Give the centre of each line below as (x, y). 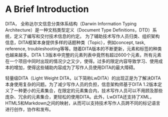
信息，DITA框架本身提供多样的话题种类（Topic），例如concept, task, (75, 42)
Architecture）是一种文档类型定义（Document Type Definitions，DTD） (79, 30)
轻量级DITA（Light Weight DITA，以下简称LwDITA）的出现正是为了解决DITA (83, 78)
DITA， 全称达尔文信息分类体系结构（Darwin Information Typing (71, 23)
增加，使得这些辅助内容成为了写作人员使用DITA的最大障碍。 (76, 67)
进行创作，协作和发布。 (29, 109)
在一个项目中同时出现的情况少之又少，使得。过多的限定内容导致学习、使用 (82, 61)
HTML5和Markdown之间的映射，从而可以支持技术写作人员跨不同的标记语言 (83, 103)
